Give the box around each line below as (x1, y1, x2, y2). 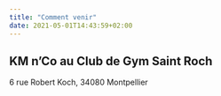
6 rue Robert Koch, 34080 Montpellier (9, 77, 148, 88)
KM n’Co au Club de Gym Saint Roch (9, 54, 213, 69)
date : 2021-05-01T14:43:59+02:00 (9, 21, 133, 30)
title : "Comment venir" (9, 12, 98, 22)
